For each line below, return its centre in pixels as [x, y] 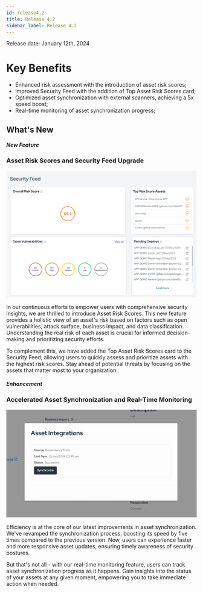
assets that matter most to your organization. [62, 370]
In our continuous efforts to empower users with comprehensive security [97, 307]
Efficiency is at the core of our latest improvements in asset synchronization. [101, 527]
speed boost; [31, 104]
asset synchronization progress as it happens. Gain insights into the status [99, 571]
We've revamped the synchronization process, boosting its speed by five [97, 533]
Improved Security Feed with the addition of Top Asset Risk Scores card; [105, 91]
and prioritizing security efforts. [65, 339]
